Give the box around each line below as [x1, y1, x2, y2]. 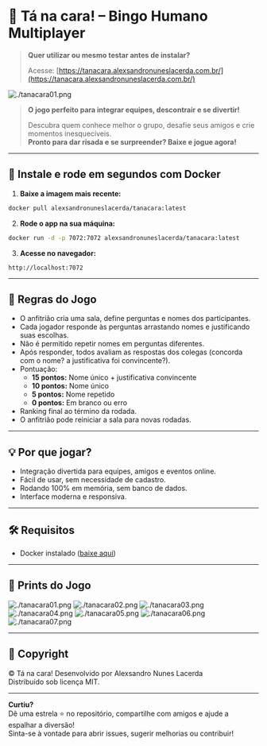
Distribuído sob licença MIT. [8, 677, 100, 686]
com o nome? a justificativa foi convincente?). [19, 356, 171, 365]
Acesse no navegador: [19, 248, 97, 257]
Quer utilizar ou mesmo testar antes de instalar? [27, 50, 191, 60]
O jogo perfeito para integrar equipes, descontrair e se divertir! [27, 105, 240, 114]
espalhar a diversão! [8, 720, 75, 729]
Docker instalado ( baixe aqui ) [19, 548, 117, 558]
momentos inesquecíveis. [27, 129, 112, 138]
